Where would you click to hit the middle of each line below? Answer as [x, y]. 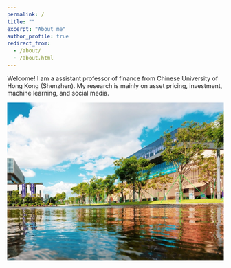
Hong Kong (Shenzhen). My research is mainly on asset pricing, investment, [115, 85]
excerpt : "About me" [37, 29]
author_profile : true [38, 36]
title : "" [21, 22]
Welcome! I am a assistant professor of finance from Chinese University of [113, 78]
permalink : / [26, 14]
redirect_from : [29, 44]
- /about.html [33, 58]
